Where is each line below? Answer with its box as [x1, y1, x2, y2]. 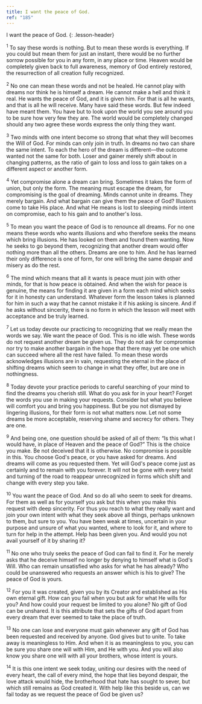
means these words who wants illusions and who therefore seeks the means [6, 229, 196, 236]
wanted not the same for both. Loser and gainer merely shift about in [6, 152, 177, 160]
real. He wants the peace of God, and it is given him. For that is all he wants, [6, 95, 195, 102]
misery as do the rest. [6, 261, 60, 269]
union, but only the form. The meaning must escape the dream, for [6, 185, 172, 192]
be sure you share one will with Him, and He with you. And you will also [6, 646, 183, 653]
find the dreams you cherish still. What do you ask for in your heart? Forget [6, 389, 192, 396]
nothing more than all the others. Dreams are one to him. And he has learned [6, 248, 197, 256]
